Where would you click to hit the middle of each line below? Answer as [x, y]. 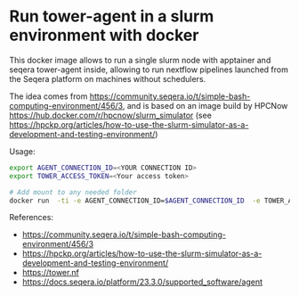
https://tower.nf [51, 273]
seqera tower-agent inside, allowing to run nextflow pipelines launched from [149, 70]
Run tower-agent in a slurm [112, 16]
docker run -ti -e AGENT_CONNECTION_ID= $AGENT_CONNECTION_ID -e [135, 201]
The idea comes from [48, 96]
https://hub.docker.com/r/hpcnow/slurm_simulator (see [110, 115]
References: [31, 218]
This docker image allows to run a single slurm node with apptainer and [140, 60]
